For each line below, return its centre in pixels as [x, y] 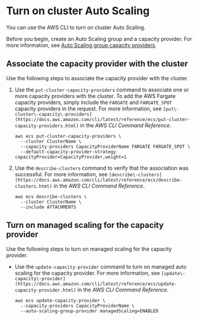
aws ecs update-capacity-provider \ [60, 300]
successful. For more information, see [61, 174]
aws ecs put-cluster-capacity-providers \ [68, 136]
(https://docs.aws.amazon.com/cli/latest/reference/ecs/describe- [98, 180]
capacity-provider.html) [45, 290]
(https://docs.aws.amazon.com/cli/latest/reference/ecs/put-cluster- [103, 119]
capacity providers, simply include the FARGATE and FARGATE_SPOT [93, 102]
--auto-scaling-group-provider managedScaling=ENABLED [90, 311]
